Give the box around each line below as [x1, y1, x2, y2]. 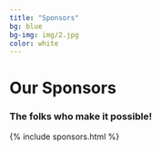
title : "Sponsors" [9, 13, 79, 23]
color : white [9, 38, 59, 48]
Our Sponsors [9, 78, 116, 98]
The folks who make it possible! [9, 110, 153, 123]
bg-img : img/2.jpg [9, 30, 79, 39]
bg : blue [9, 22, 43, 31]
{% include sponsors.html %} [9, 131, 120, 142]
